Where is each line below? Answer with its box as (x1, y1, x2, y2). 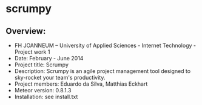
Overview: (5, 26, 46, 36)
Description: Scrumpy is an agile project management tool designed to (14, 68, 191, 74)
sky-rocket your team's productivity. (14, 74, 106, 81)
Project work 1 (14, 48, 50, 56)
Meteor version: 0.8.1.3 (14, 87, 72, 94)
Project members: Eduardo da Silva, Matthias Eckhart (14, 80, 148, 87)
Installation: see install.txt (14, 93, 78, 100)
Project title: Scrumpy (14, 61, 69, 68)
